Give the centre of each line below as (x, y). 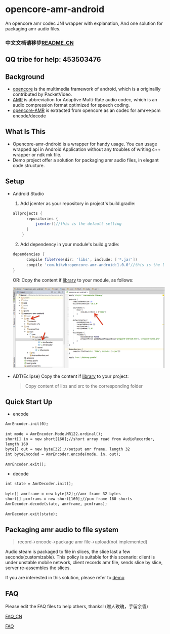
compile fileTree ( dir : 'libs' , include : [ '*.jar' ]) (82, 259)
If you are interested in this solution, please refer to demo (65, 578)
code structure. (29, 165)
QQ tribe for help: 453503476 (53, 60)
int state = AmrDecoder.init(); (39, 484)
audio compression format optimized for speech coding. (71, 105)
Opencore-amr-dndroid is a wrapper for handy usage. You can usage (85, 144)
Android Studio (28, 193)
